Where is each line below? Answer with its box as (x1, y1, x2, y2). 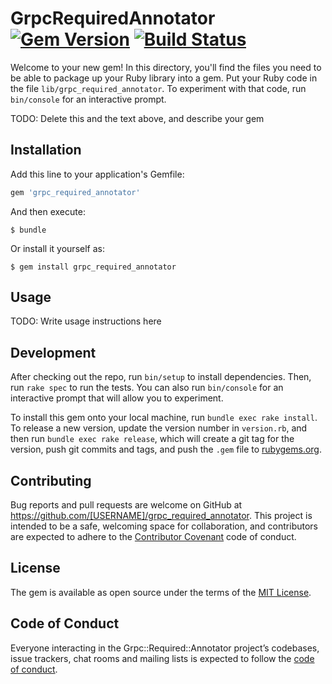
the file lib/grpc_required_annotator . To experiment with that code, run (10, 82, 307, 94)
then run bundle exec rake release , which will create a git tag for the (10, 433, 295, 445)
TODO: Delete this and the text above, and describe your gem (10, 112, 265, 124)
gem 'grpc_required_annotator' (10, 187, 141, 197)
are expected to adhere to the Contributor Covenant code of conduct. (10, 531, 297, 543)
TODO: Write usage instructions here (10, 315, 162, 327)
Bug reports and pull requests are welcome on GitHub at (10, 499, 243, 511)
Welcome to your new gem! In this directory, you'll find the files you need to (10, 61, 322, 73)
